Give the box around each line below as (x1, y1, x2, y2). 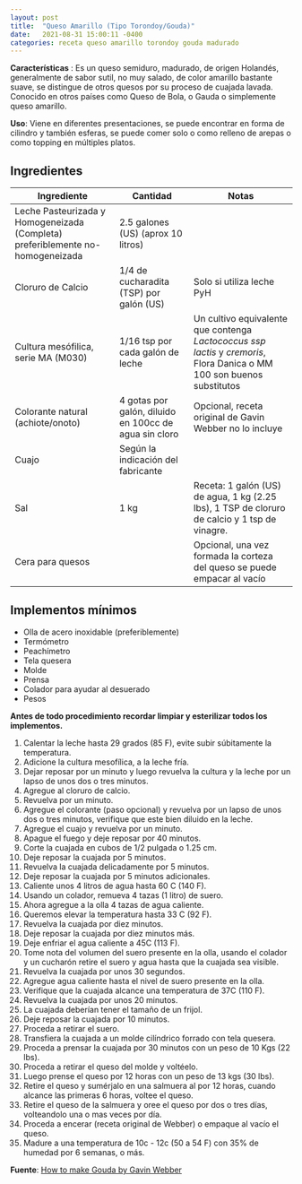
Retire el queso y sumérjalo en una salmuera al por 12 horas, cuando (22, 1080, 276, 1091)
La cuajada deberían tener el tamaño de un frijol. (22, 1004, 203, 1015)
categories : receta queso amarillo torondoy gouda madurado (10, 38, 240, 48)
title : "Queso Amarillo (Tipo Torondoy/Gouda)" (10, 22, 195, 30)
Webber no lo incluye (193, 422, 283, 435)
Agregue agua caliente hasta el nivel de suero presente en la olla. (22, 975, 265, 986)
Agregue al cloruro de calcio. (22, 785, 131, 796)
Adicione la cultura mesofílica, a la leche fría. (22, 756, 189, 767)
